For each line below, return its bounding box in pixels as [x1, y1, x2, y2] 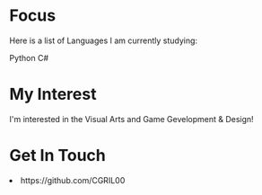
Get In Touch [9, 146, 106, 166]
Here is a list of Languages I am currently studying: [9, 35, 198, 46]
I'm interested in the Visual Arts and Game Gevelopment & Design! [9, 113, 254, 124]
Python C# [9, 52, 49, 63]
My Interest [9, 84, 97, 104]
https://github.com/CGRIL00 [21, 174, 126, 185]
